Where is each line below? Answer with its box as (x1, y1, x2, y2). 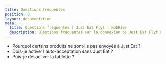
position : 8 (5, 12, 30, 17)
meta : (5, 21, 16, 26)
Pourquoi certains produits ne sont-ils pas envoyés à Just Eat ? (12, 43, 141, 49)
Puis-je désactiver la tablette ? (12, 54, 74, 59)
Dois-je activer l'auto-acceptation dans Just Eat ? (12, 48, 113, 54)
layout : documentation (5, 16, 52, 21)
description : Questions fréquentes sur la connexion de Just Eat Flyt (9, 30, 158, 35)
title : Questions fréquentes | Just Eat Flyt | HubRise (9, 25, 127, 30)
